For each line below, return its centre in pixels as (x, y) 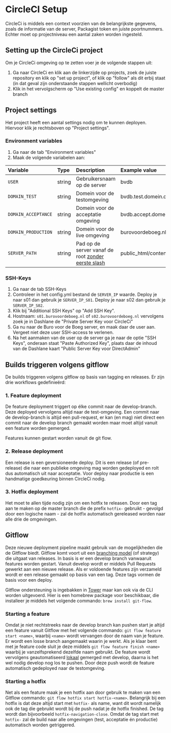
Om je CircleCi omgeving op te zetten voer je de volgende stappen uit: (79, 63)
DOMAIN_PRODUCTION (30, 232)
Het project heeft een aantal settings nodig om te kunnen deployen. (76, 122)
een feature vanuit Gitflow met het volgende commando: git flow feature (83, 630)
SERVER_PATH (22, 253)
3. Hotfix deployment (32, 492)
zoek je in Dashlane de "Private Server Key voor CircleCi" (73, 321)
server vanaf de (95, 250)
